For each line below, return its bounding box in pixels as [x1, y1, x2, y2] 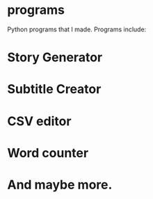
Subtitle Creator [7, 81, 102, 97]
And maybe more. [7, 177, 113, 193]
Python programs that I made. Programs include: [7, 25, 147, 33]
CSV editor [7, 113, 72, 129]
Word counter [7, 145, 89, 161]
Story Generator [7, 49, 103, 65]
